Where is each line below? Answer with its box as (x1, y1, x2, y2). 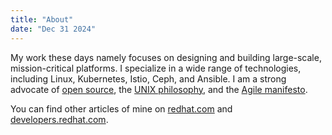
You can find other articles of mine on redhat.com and (10, 102, 233, 115)
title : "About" (10, 14, 74, 25)
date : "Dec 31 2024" (10, 24, 97, 34)
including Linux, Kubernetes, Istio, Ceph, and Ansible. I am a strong (10, 72, 287, 85)
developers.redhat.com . (10, 113, 109, 125)
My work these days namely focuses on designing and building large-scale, (10, 51, 322, 63)
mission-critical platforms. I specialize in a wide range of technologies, (10, 62, 302, 74)
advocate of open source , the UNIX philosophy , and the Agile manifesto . (10, 83, 308, 95)
